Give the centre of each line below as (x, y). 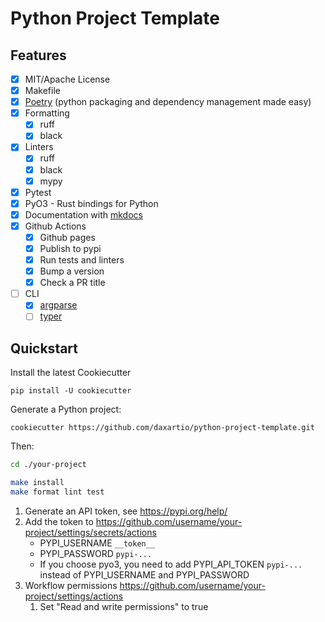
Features (38, 55)
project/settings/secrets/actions (90, 532)
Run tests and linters (82, 260)
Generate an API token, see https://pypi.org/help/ (126, 511)
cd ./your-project (48, 465)
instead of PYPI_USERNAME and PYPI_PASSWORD (144, 574)
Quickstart (44, 348)
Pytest (38, 192)
